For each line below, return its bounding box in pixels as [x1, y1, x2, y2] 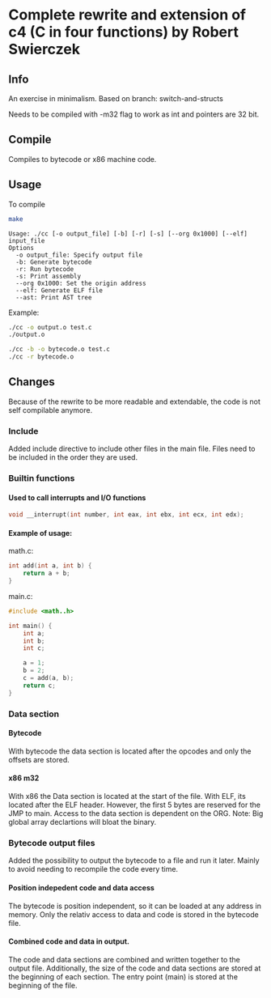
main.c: [8, 591, 33, 601]
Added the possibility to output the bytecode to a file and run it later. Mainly [8, 856, 260, 865]
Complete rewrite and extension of [8, 6, 247, 24]
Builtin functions [8, 473, 75, 484]
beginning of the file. [8, 980, 78, 990]
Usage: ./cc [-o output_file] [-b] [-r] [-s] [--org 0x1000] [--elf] [8, 229, 248, 238]
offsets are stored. [8, 754, 70, 764]
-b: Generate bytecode [15, 257, 92, 266]
